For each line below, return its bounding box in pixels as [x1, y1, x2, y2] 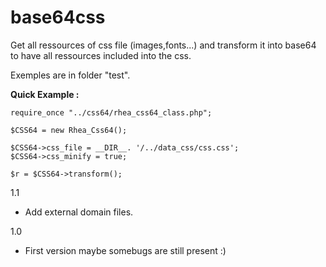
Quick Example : [10, 88, 80, 100]
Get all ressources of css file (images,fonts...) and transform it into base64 [10, 39, 317, 51]
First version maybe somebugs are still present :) [24, 244, 227, 256]
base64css [10, 6, 106, 29]
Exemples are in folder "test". [10, 69, 131, 81]
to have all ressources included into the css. [10, 49, 192, 61]
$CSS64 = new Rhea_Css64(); [10, 125, 128, 135]
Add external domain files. [24, 206, 134, 218]
